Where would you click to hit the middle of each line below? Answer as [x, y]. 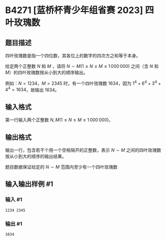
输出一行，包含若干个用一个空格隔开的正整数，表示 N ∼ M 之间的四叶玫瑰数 [83, 150]
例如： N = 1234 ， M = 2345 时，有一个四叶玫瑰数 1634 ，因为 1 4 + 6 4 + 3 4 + [83, 83]
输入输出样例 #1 [29, 184]
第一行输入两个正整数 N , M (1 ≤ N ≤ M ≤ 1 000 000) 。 [59, 120]
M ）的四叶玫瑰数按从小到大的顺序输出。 [47, 72]
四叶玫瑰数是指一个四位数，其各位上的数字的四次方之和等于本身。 [73, 56]
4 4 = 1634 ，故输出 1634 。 [32, 89]
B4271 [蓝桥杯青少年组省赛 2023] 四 [80, 10]
